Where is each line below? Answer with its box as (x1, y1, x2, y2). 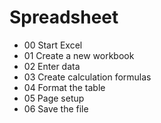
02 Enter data (23, 60, 81, 72)
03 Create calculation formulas (23, 71, 152, 83)
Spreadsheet (9, 6, 119, 29)
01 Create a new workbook (23, 49, 135, 61)
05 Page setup (23, 92, 85, 104)
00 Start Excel (23, 39, 83, 51)
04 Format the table (23, 81, 106, 93)
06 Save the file (23, 102, 89, 115)
